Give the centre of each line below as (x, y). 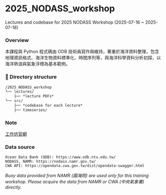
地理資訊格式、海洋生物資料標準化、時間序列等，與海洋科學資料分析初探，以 (83, 58)
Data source (20, 147)
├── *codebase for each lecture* (48, 106)
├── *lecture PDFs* (34, 97)
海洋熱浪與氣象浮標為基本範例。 (38, 64)
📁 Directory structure (31, 77)
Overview (17, 40)
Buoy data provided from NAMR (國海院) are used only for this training (77, 176)
